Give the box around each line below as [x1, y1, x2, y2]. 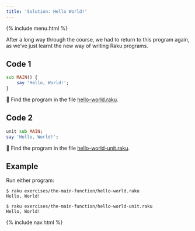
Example [6, 161, 39, 171]
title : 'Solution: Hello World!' [6, 8, 88, 15]
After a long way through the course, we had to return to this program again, [6, 36, 190, 43]
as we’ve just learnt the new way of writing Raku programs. [6, 42, 149, 49]
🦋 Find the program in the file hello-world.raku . [6, 96, 119, 103]
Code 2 [6, 113, 33, 123]
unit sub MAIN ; [6, 128, 43, 135]
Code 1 [6, 59, 32, 69]
